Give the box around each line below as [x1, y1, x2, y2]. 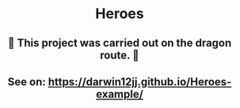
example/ [96, 88, 143, 101]
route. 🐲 [100, 48, 139, 61]
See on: [7, 75, 46, 88]
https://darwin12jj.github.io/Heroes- [48, 75, 232, 88]
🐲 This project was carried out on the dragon [7, 36, 232, 50]
